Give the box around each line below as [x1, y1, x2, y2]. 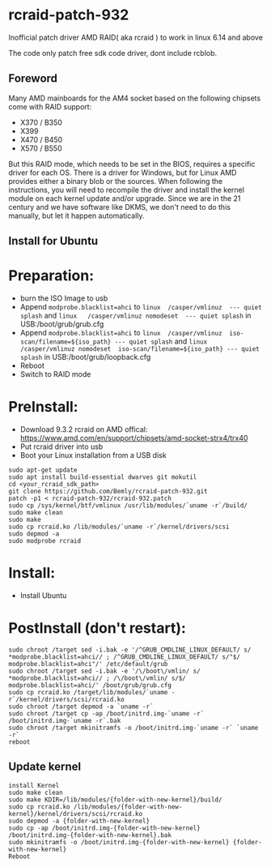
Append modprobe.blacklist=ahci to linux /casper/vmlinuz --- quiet [19, 302, 263, 312]
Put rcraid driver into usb [19, 442, 104, 451]
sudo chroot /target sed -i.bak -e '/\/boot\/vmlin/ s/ [8, 667, 201, 675]
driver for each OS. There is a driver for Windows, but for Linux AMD [8, 168, 237, 177]
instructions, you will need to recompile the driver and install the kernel [8, 185, 245, 194]
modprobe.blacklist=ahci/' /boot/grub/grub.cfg [8, 681, 172, 690]
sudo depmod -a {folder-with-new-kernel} [8, 817, 150, 825]
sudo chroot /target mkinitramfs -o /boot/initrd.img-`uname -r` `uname [8, 724, 259, 732]
